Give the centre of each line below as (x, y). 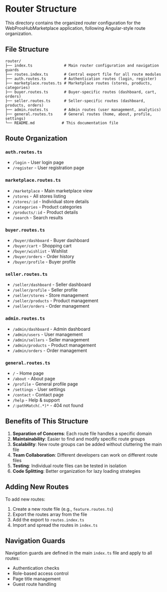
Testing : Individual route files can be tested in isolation (70, 466)
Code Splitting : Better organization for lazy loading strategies (76, 471)
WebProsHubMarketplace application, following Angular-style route (75, 28)
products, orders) (24, 105)
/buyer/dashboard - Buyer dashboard (51, 240)
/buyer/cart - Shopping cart (42, 246)
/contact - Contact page (38, 394)
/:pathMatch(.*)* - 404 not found (48, 405)
